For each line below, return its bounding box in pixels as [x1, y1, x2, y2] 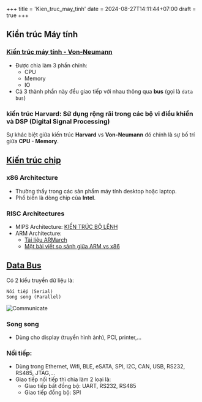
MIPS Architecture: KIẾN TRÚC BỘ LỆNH [15, 223, 118, 230]
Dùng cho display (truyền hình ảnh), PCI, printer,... [15, 333, 142, 341]
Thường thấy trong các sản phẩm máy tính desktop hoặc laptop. [15, 187, 178, 195]
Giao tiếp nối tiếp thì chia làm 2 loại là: [15, 376, 111, 383]
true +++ [6, 12, 29, 19]
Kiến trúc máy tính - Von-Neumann [6, 48, 113, 56]
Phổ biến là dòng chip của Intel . [15, 194, 96, 201]
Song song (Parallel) [6, 294, 62, 300]
